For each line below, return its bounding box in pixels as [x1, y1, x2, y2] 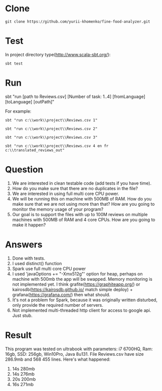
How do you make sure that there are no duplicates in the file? [12, 185, 138, 191]
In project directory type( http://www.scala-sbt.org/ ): [5, 51, 111, 57]
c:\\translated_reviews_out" [5, 147, 65, 152]
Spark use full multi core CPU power [12, 266, 86, 271]
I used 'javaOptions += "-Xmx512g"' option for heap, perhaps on [12, 270, 143, 277]
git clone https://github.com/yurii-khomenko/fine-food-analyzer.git [5, 19, 151, 24]
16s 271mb [12, 381, 34, 387]
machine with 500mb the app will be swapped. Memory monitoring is [12, 276, 153, 282]
